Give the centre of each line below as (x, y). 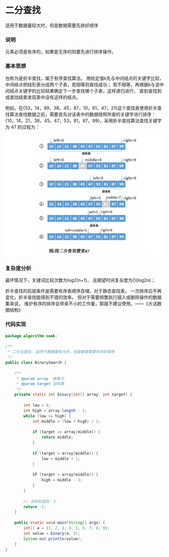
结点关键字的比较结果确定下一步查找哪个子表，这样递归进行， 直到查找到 (86, 91)
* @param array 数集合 (40, 379)
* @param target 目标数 (40, 384)
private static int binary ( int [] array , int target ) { (73, 395)
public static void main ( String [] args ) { (60, 523)
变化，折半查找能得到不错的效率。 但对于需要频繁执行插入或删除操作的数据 (83, 297)
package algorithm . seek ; (31, 336)
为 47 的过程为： (23, 127)
